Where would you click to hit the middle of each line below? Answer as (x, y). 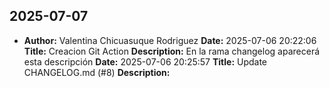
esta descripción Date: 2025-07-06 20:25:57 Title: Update (145, 61)
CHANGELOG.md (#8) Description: (97, 72)
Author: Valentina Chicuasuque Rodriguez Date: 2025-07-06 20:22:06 (170, 40)
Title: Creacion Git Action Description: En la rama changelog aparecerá (172, 51)
